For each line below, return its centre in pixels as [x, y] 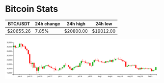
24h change [48, 24]
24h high [76, 24]
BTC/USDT [19, 24]
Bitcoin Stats [32, 9]
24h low [104, 24]
